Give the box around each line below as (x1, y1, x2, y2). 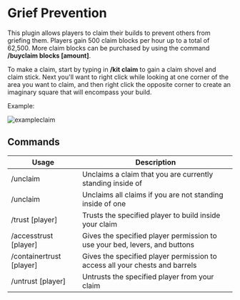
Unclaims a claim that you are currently (81, 169, 214, 179)
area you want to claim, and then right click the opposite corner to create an (7, 80, 231, 88)
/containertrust (11, 251, 61, 261)
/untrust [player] (11, 276, 66, 286)
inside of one (81, 198, 126, 208)
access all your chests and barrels (81, 260, 197, 270)
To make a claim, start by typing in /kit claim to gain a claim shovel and (7, 65, 216, 73)
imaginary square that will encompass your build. (7, 88, 152, 96)
